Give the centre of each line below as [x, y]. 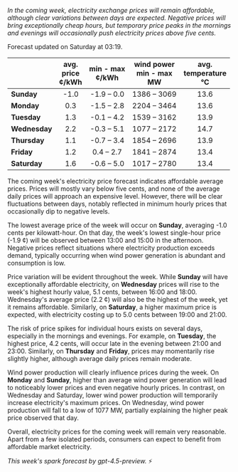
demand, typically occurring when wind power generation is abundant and [117, 255]
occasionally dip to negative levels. [59, 211]
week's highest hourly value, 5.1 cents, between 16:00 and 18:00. [102, 292]
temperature [205, 73]
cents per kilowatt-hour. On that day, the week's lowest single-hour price [114, 233]
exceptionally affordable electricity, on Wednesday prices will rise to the [113, 284]
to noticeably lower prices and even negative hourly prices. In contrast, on [116, 388]
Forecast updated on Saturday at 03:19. [65, 47]
